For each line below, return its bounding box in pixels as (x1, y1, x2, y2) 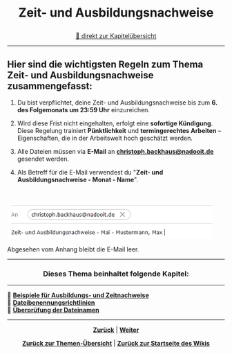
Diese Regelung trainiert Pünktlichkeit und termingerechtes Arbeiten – (17, 127, 222, 134)
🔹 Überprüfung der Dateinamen (7, 306, 99, 315)
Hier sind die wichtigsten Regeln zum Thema (7, 58, 204, 70)
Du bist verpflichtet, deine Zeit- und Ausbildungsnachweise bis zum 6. (17, 98, 217, 107)
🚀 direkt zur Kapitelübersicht (75, 32, 157, 40)
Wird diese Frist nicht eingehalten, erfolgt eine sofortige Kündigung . (17, 119, 213, 127)
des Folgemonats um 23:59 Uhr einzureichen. (17, 106, 151, 114)
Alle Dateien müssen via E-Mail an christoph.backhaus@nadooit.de (17, 148, 214, 155)
